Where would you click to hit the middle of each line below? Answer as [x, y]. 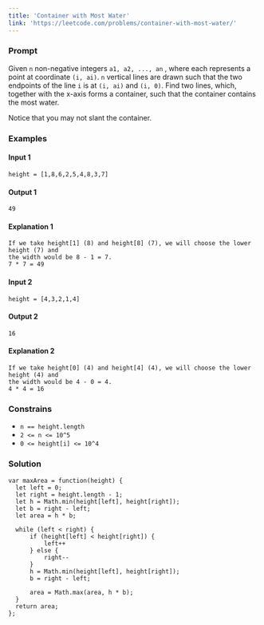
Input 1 [20, 157]
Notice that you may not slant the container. [80, 117]
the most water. [34, 102]
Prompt [23, 51]
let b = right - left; [53, 508]
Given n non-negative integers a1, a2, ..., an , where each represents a [130, 68]
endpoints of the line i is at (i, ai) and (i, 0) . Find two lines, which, [122, 85]
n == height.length [52, 427]
